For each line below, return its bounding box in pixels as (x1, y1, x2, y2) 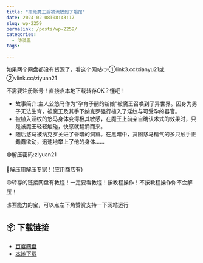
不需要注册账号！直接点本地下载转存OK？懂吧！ (6, 86, 126, 94)
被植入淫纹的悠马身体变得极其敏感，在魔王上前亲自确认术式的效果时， (15, 115, 191, 122)
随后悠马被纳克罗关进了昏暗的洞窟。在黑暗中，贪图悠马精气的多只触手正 (15, 130, 196, 138)
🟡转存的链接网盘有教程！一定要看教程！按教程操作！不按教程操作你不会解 (6, 178, 193, 186)
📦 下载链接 (6, 223, 50, 233)
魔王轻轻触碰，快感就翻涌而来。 (26, 122, 106, 130)
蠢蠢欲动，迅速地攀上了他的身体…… (15, 138, 105, 145)
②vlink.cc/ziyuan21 (6, 74, 57, 82)
